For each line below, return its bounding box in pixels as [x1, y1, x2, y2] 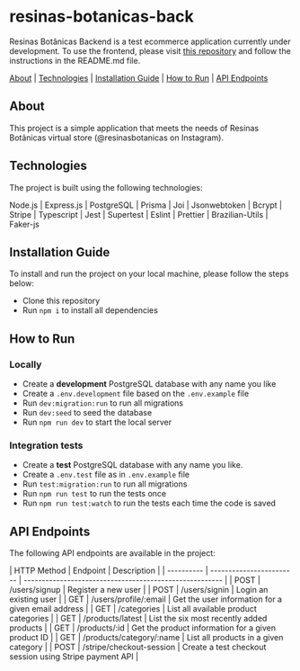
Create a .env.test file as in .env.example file [22, 470, 190, 480]
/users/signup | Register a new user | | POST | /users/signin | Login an [9, 585, 269, 595]
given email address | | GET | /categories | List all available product [9, 604, 258, 614]
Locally [9, 358, 42, 371]
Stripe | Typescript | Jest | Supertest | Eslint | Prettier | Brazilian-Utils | [9, 209, 269, 219]
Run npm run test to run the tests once [22, 488, 167, 499]
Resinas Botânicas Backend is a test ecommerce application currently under [9, 36, 291, 47]
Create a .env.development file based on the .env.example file [22, 389, 250, 399]
